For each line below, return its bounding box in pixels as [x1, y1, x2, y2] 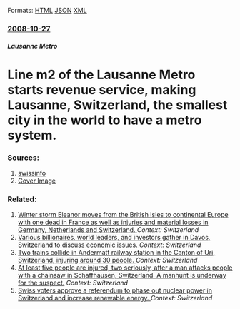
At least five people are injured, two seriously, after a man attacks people [17, 263, 233, 272]
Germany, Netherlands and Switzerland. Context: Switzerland [17, 226, 199, 234]
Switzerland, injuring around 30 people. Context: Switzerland [17, 256, 198, 265]
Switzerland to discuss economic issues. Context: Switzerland [17, 240, 201, 249]
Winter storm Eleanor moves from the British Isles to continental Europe [17, 211, 229, 219]
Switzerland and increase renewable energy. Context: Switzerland [17, 294, 213, 303]
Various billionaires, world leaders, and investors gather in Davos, [17, 233, 211, 242]
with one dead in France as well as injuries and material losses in [17, 218, 209, 227]
